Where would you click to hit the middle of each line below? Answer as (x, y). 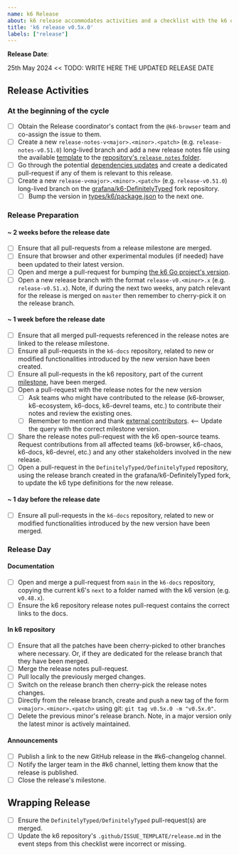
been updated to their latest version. (71, 264)
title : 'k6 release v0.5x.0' (51, 27)
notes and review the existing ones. (80, 414)
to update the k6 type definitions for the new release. (96, 483)
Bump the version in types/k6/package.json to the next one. (116, 196)
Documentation (31, 566)
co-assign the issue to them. (59, 134)
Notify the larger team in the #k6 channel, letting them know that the (118, 764)
